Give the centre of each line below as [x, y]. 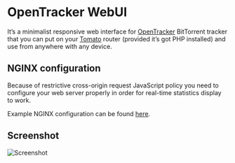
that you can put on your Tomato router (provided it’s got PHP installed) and [116, 38]
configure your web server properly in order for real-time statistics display [115, 92]
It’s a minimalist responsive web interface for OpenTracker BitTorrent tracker [117, 31]
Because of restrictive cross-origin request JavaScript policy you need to [113, 85]
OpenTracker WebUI [67, 12]
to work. [19, 100]
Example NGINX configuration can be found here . [79, 113]
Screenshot [33, 136]
